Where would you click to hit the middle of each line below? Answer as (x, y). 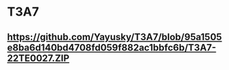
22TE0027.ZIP (38, 58)
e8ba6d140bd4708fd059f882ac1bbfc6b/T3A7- (112, 47)
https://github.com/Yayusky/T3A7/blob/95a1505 (114, 37)
